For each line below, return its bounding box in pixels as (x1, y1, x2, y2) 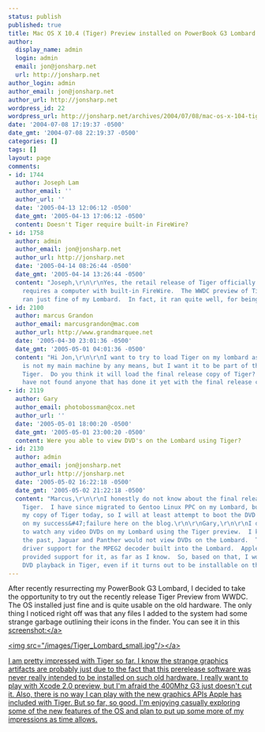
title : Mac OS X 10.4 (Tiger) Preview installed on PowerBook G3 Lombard (8, 29, 256, 37)
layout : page (8, 154, 51, 162)
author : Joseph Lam (15, 179, 80, 187)
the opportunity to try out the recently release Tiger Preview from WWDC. (8, 592, 248, 602)
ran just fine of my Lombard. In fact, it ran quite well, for (22, 295, 238, 303)
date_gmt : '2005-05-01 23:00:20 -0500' (15, 428, 147, 437)
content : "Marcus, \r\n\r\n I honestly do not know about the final (15, 495, 238, 503)
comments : (8, 162, 41, 170)
